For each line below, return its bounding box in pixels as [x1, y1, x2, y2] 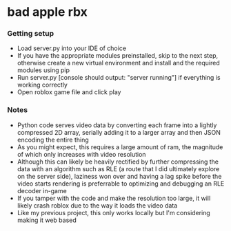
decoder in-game [17, 186, 67, 195]
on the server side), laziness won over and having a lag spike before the [17, 172, 222, 180]
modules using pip [17, 66, 70, 74]
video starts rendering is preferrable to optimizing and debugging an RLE [17, 179, 225, 188]
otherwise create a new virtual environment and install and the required [17, 59, 220, 67]
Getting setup [7, 29, 54, 38]
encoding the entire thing [17, 135, 89, 144]
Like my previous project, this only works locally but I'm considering [17, 208, 210, 217]
